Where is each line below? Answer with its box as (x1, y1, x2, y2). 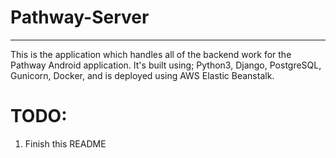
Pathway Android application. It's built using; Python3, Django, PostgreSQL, (10, 59, 322, 71)
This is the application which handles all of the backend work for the (10, 48, 292, 60)
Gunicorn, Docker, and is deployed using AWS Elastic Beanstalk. (10, 69, 275, 81)
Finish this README (24, 137, 107, 150)
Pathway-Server (10, 6, 150, 29)
